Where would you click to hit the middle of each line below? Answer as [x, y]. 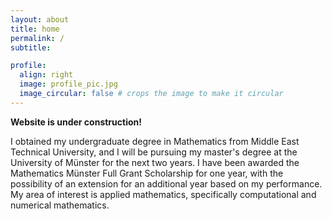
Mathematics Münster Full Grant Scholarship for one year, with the [147, 173]
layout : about [40, 19]
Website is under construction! [76, 122]
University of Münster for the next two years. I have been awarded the [155, 162]
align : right [46, 75]
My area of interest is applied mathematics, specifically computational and [163, 194]
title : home [35, 29]
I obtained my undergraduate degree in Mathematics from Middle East [155, 141]
